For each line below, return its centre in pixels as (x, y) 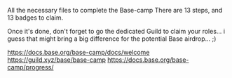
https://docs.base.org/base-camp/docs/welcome (79, 52)
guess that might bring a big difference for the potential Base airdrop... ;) (112, 39)
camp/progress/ (30, 67)
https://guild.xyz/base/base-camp (57, 60)
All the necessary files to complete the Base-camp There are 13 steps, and (115, 10)
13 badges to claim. (35, 18)
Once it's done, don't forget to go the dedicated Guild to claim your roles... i (116, 31)
